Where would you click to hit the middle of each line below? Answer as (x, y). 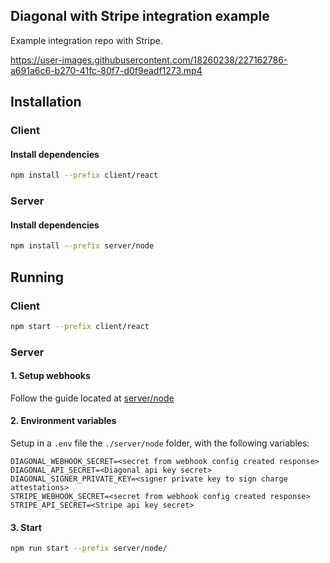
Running (37, 277)
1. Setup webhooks (50, 376)
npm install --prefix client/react (84, 175)
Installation (46, 102)
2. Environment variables (63, 421)
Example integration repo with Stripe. (86, 40)
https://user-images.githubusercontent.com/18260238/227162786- (149, 60)
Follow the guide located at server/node (92, 398)
